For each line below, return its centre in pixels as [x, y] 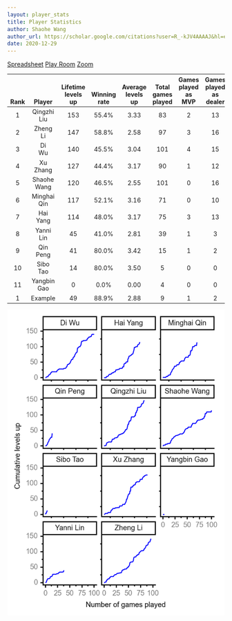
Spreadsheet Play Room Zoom [50, 64]
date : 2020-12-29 [32, 44]
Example [43, 298]
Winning [103, 94]
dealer [215, 102]
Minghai [43, 196]
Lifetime [73, 87]
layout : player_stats [38, 15]
